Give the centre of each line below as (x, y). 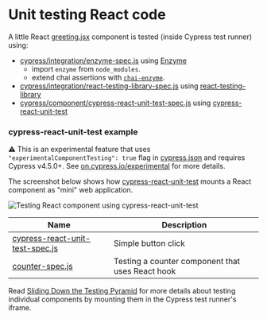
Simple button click (149, 243)
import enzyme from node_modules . (86, 68)
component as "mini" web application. (71, 190)
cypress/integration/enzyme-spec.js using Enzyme (103, 60)
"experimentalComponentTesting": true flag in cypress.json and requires (127, 158)
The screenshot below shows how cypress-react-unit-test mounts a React (130, 181)
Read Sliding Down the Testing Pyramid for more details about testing (122, 291)
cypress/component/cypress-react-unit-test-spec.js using (115, 103)
